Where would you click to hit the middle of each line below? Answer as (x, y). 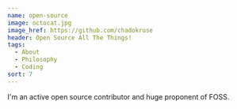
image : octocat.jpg (40, 23)
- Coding (29, 67)
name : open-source (38, 15)
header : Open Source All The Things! (70, 38)
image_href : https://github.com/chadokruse (80, 30)
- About (27, 52)
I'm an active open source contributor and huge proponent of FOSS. (118, 96)
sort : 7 (20, 74)
